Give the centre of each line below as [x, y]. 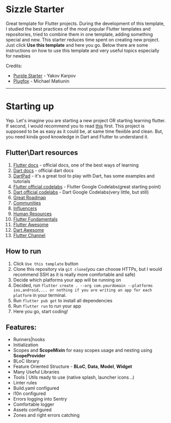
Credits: [14, 66]
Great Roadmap [29, 198]
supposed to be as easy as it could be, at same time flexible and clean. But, [84, 131]
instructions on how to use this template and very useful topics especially [82, 50]
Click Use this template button [46, 264]
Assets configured [32, 410]
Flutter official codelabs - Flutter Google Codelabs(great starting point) [87, 186]
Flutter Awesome [31, 224]
